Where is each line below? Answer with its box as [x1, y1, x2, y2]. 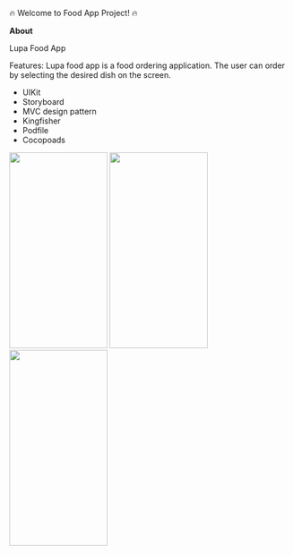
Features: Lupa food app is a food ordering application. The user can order [9, 60, 285, 71]
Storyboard [22, 97, 65, 107]
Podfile [22, 125, 49, 135]
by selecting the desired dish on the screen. [9, 70, 172, 80]
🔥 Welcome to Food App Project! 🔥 [9, 8, 138, 18]
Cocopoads [22, 134, 65, 145]
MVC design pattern [22, 107, 97, 116]
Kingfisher [22, 115, 61, 126]
